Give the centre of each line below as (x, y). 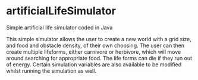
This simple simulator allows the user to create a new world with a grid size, (99, 39)
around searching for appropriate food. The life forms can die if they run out (99, 58)
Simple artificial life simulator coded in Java (59, 27)
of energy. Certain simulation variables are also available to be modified (94, 64)
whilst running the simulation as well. (51, 70)
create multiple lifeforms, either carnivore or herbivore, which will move (94, 51)
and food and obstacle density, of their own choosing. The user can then (95, 45)
